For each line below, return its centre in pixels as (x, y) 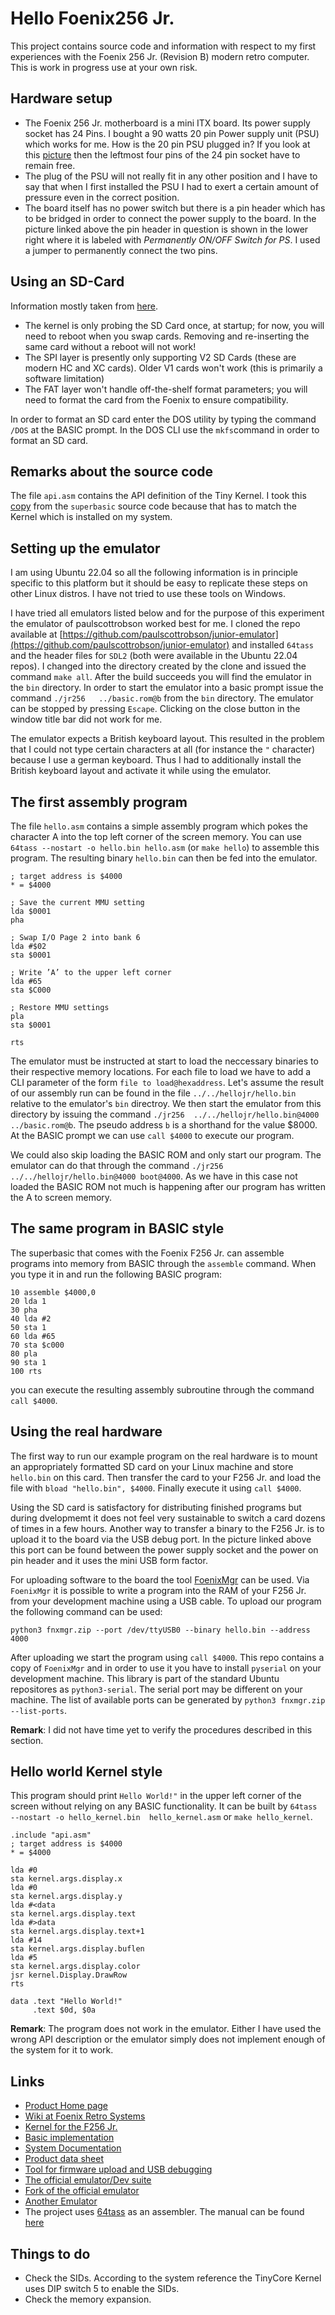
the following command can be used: (86, 1611)
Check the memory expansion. (88, 2299)
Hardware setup (61, 98)
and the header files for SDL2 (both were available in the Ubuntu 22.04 (154, 656)
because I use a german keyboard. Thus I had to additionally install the (156, 760)
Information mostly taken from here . (84, 306)
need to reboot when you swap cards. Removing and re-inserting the (167, 336)
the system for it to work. (62, 2050)
